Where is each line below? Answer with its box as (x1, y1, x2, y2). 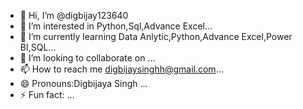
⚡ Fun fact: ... (19, 89, 75, 100)
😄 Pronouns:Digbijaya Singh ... (19, 78, 148, 89)
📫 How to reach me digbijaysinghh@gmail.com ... (19, 63, 224, 75)
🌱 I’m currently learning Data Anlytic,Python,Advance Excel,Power (19, 31, 293, 42)
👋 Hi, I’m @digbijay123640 (19, 10, 129, 21)
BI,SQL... (19, 41, 57, 53)
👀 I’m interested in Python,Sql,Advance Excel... (19, 20, 213, 32)
